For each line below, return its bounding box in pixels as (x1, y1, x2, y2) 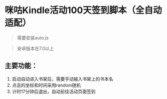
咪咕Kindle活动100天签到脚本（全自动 (5, 5, 162, 16)
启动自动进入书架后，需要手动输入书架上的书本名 (12, 76, 113, 82)
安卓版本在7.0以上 (17, 45, 54, 51)
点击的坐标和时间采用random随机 (12, 82, 81, 88)
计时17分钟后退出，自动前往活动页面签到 (12, 88, 96, 94)
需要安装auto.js (17, 35, 49, 41)
